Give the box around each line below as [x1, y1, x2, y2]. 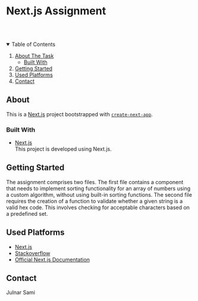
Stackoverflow [14, 249, 51, 257]
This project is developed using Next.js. [14, 145, 112, 153]
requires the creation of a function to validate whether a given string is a [6, 197, 183, 204]
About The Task [14, 52, 54, 59]
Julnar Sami [6, 289, 36, 296]
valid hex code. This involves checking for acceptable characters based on [6, 204, 190, 211]
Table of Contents [11, 41, 55, 48]
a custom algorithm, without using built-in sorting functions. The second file [6, 191, 192, 198]
